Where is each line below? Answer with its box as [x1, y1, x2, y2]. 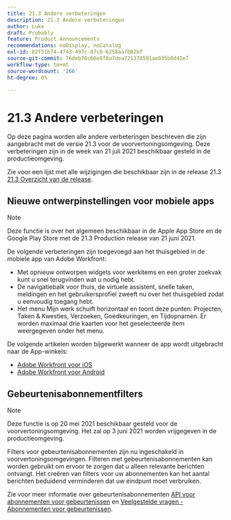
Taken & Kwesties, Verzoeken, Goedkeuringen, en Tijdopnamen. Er [16, 312, 207, 320]
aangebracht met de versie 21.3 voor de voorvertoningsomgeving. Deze [7, 140, 211, 148]
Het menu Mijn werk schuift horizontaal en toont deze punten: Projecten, [16, 304, 223, 313]
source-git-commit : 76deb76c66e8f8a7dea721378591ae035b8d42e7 [7, 55, 189, 62]
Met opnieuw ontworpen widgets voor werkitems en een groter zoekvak [16, 268, 222, 276]
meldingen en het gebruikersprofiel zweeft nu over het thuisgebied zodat [16, 290, 224, 298]
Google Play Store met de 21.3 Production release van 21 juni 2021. [7, 234, 197, 242]
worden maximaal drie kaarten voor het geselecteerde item [16, 320, 185, 328]
